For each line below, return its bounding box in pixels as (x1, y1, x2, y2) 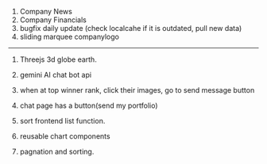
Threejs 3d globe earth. (19, 55, 97, 64)
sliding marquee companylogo (19, 32, 119, 41)
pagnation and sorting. (19, 147, 95, 156)
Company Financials (19, 15, 87, 25)
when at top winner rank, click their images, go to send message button (19, 86, 255, 94)
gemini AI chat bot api (19, 71, 92, 79)
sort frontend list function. (19, 116, 106, 125)
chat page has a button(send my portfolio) (19, 101, 158, 110)
